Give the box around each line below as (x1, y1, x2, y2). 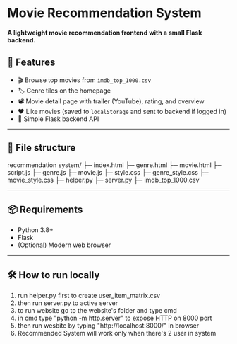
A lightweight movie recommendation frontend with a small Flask (7, 28, 202, 37)
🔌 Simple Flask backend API (17, 115, 99, 123)
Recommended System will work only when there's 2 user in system (17, 329, 217, 338)
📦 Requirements (7, 203, 83, 215)
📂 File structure (7, 142, 76, 154)
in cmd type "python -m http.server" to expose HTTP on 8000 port (17, 314, 212, 323)
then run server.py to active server (17, 299, 119, 307)
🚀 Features (7, 57, 56, 69)
